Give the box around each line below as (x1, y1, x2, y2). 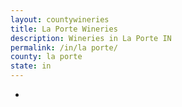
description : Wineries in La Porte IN (10, 33, 172, 43)
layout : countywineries (10, 14, 110, 25)
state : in (10, 61, 52, 71)
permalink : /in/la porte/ (10, 42, 118, 53)
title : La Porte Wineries (10, 24, 118, 34)
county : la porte (10, 52, 83, 62)
